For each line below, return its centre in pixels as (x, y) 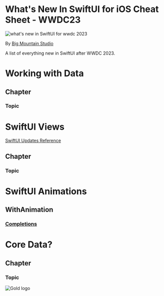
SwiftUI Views (35, 127)
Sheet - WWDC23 (43, 20)
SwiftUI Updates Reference (33, 141)
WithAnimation (29, 210)
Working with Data (44, 73)
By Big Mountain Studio (29, 43)
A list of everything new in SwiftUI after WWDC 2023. (60, 53)
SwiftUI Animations (46, 191)
